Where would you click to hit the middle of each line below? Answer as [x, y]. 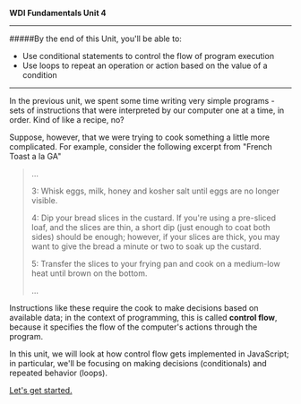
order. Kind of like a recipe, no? [67, 120]
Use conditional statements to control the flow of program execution [148, 56]
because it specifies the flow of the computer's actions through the [133, 327]
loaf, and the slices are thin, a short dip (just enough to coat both [150, 227]
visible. [44, 200]
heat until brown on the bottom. [89, 273]
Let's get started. [41, 390]
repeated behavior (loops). [58, 373]
